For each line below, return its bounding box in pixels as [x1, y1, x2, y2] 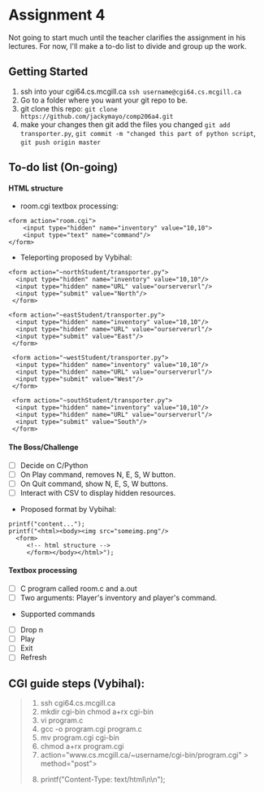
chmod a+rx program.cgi [40, 742, 124, 751]
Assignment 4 [8, 6, 106, 24]
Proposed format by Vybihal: [19, 504, 116, 514]
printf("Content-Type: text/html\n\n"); [40, 775, 166, 785]
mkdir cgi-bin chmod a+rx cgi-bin [40, 707, 154, 717]
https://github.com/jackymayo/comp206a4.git [19, 112, 174, 120]
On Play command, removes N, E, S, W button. [19, 470, 176, 479]
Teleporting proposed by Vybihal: [19, 252, 132, 262]
